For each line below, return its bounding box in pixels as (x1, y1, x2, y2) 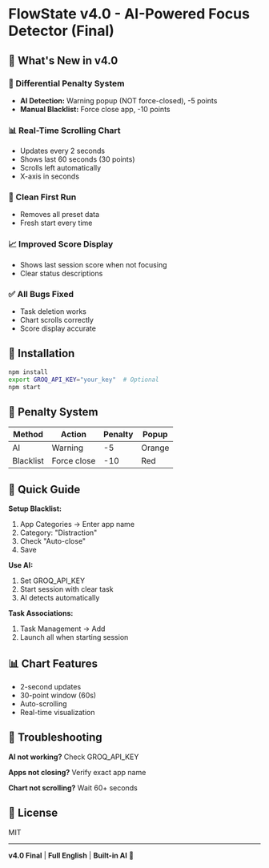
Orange (141, 442, 170, 453)
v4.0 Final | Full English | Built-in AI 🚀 (8, 850, 134, 860)
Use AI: (8, 561, 34, 570)
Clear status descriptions (19, 268, 103, 278)
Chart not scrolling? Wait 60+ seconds (8, 782, 138, 793)
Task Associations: (8, 609, 74, 618)
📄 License (8, 806, 58, 820)
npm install (8, 368, 48, 376)
